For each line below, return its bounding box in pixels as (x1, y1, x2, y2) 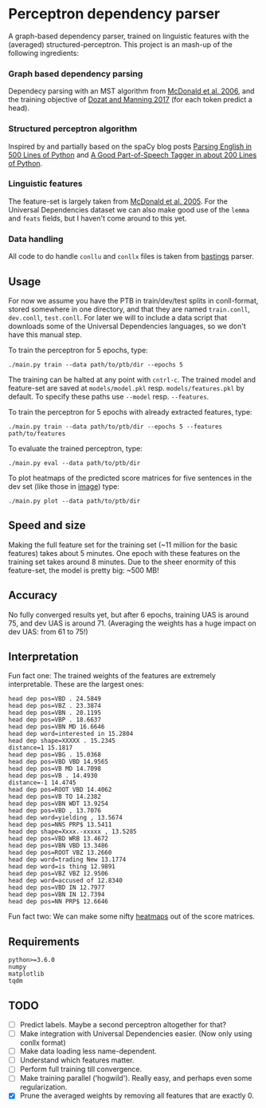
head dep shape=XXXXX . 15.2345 (8, 737, 115, 745)
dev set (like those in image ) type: (8, 481, 119, 491)
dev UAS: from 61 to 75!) (8, 626, 89, 636)
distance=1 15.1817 (8, 744, 73, 752)
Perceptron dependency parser (8, 5, 221, 23)
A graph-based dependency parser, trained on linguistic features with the (8, 31, 249, 41)
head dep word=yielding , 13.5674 (8, 814, 123, 822)
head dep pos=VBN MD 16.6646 (8, 723, 105, 731)
